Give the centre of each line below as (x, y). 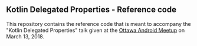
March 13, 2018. (25, 36)
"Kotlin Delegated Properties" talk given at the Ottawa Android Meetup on (96, 30)
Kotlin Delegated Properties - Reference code (91, 10)
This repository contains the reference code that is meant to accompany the (98, 24)
